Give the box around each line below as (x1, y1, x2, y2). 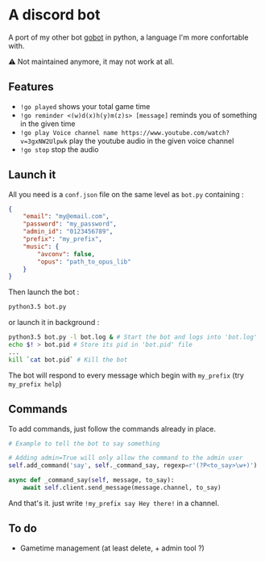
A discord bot (8, 6, 101, 24)
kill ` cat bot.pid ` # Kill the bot (8, 356, 128, 364)
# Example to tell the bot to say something (8, 439, 160, 448)
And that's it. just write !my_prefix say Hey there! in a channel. (8, 498, 220, 508)
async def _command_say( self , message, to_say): (8, 476, 175, 484)
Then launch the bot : (8, 287, 80, 297)
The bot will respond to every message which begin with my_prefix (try (8, 370, 244, 380)
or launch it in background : (8, 318, 100, 327)
